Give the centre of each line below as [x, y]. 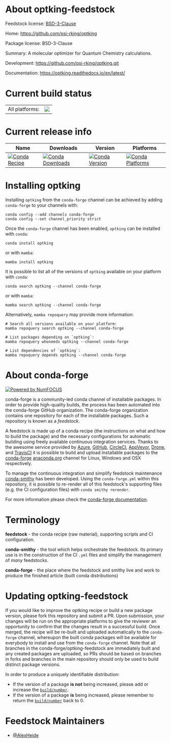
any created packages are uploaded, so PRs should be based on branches [83, 653]
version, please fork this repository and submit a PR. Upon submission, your [85, 616]
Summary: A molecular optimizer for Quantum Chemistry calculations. [79, 53]
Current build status [49, 94]
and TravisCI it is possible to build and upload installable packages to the [82, 452]
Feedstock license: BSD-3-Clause [41, 23]
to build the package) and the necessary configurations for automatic [78, 436]
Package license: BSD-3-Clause [39, 43]
